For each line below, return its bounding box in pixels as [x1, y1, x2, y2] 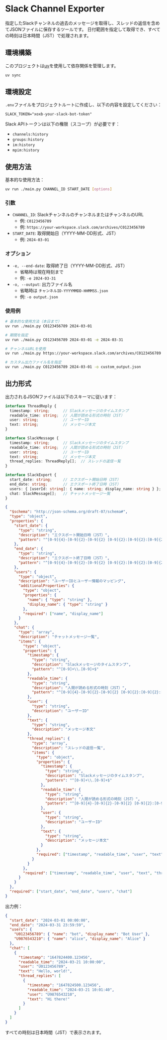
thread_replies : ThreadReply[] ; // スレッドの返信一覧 [9, 459, 121, 464]
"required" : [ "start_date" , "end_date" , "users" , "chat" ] [9, 889, 133, 894]
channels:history [12, 132, 49, 137]
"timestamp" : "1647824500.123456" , [27, 982, 101, 988]
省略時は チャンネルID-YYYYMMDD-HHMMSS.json [19, 287, 108, 293]
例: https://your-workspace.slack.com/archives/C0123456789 [19, 224, 145, 230]
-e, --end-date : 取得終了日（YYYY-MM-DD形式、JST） [12, 262, 128, 268]
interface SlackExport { [5, 473, 57, 478]
